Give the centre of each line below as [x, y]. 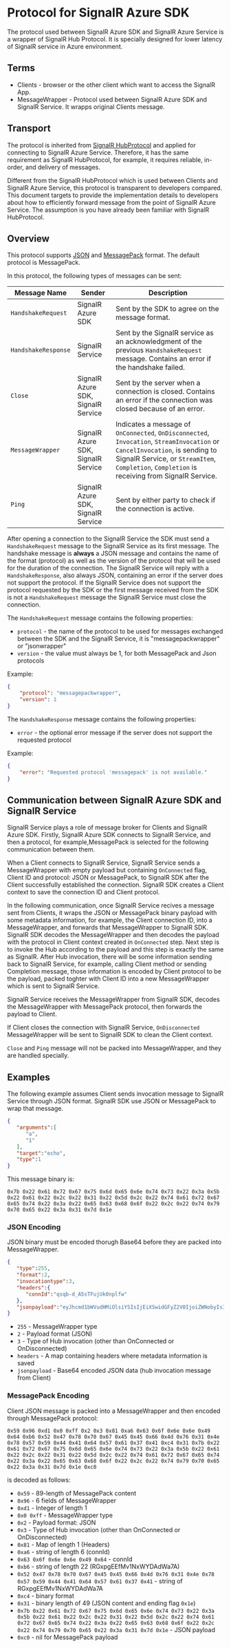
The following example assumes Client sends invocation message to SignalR [115, 1094]
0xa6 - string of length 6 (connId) [63, 1551]
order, [15, 167]
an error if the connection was [164, 400]
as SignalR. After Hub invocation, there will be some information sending [110, 957]
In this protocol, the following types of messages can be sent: [95, 276]
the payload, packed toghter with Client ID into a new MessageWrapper [108, 979]
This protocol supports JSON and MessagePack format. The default [103, 255]
